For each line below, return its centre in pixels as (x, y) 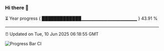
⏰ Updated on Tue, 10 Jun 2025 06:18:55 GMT (52, 34)
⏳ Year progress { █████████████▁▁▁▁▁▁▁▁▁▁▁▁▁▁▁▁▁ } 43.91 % (81, 18)
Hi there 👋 (17, 8)
